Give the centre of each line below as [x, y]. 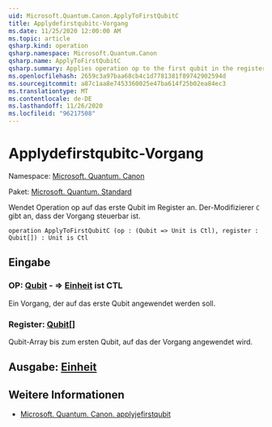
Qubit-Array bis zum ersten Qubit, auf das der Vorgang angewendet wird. [131, 341]
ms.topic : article [39, 38]
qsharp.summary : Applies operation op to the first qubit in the [121, 69]
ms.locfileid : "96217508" [52, 114]
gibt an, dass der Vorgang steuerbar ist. [74, 216]
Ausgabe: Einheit [53, 368]
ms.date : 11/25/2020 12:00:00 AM [65, 31]
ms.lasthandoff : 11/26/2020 [56, 106]
